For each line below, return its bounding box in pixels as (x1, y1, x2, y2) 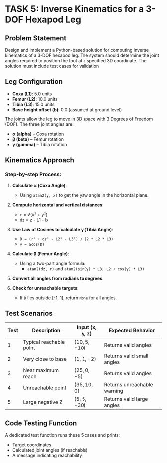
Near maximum (23, 367, 59, 374)
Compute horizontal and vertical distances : (12, 202, 104, 208)
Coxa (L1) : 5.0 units (12, 91, 52, 97)
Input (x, (77, 324, 97, 331)
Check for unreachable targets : (12, 285, 79, 291)
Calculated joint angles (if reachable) (12, 447, 88, 453)
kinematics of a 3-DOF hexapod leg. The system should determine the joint (5, 52, 159, 58)
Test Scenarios (5, 309, 53, 317)
